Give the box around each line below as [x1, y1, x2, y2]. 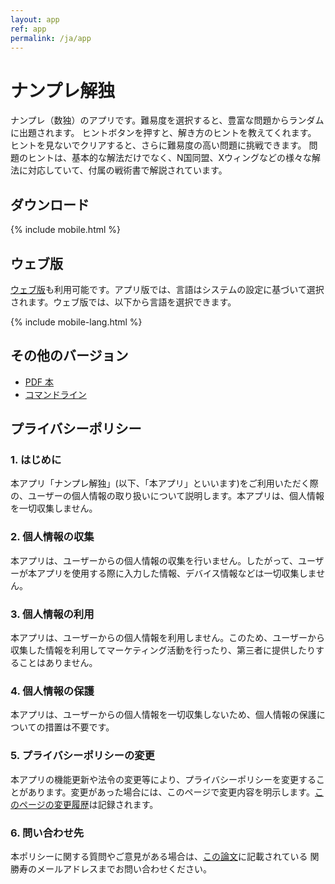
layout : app [10, 14, 60, 25]
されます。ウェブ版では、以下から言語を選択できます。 [10, 296, 237, 308]
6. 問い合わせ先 [10, 826, 85, 840]
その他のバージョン [10, 347, 129, 365]
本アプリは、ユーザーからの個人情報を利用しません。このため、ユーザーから [10, 632, 326, 644]
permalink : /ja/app [10, 33, 92, 43]
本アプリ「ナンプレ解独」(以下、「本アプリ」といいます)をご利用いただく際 [10, 477, 319, 490]
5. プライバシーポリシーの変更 [10, 749, 155, 763]
